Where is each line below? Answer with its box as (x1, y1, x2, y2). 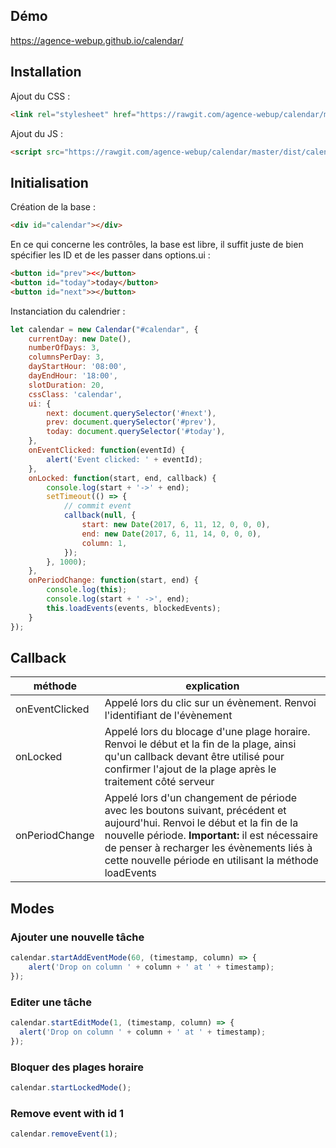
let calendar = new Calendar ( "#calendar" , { (10, 324, 199, 334)
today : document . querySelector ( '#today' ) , (46, 427, 226, 437)
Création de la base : (10, 201, 96, 213)
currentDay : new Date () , (28, 334, 132, 344)
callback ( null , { (63, 510, 137, 521)
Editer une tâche (10, 995, 92, 1009)
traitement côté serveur (104, 775, 215, 789)
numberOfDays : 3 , (28, 343, 101, 353)
